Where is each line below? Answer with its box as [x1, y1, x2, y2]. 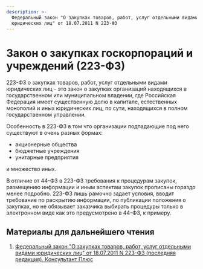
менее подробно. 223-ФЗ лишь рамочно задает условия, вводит [6, 190, 175, 197]
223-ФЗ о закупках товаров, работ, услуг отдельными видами [6, 79, 168, 86]
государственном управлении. [6, 111, 86, 118]
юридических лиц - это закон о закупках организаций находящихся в [6, 85, 187, 92]
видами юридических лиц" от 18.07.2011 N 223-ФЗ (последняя [14, 249, 176, 257]
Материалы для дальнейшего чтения [6, 227, 155, 237]
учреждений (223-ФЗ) [6, 59, 126, 73]
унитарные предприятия [14, 154, 79, 161]
